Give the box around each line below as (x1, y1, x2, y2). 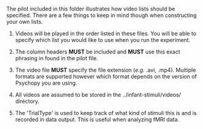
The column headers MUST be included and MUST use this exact (15, 48, 180, 55)
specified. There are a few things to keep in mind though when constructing (6, 12, 197, 19)
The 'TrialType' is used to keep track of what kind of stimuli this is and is (15, 110, 197, 116)
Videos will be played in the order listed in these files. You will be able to (15, 30, 197, 37)
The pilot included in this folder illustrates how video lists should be (6, 5, 176, 12)
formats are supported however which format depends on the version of (15, 73, 197, 80)
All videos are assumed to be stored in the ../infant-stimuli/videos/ (15, 91, 181, 98)
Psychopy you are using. (15, 79, 77, 86)
